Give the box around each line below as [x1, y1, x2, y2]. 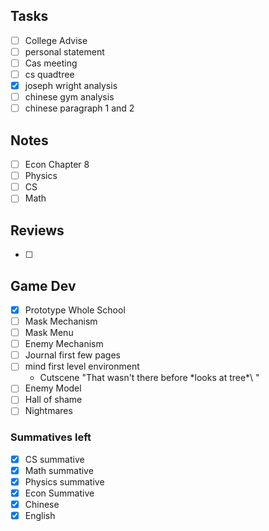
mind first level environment [24, 360, 140, 373]
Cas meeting [24, 57, 78, 69]
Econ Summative [24, 487, 95, 499]
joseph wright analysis [24, 80, 118, 92]
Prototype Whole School [24, 304, 126, 316]
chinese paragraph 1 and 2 [24, 102, 135, 114]
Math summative [24, 464, 94, 476]
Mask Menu [24, 327, 74, 339]
